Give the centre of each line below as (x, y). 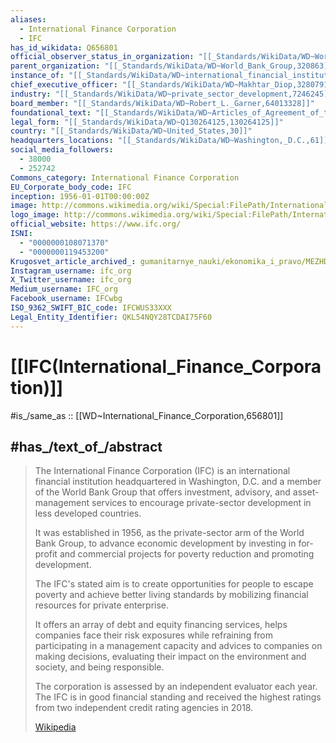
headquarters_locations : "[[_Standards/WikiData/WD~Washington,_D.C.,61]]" (171, 141)
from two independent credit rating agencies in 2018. (144, 708)
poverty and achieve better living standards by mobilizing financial (171, 595)
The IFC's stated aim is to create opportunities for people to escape (174, 584)
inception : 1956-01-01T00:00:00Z (80, 196)
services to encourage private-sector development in (201, 503)
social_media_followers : (62, 150)
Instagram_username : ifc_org (71, 271)
